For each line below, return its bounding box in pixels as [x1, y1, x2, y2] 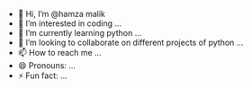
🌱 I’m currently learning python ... [17, 28, 142, 38]
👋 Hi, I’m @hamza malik [17, 9, 106, 19]
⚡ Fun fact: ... [17, 70, 67, 81]
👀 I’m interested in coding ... [17, 18, 122, 29]
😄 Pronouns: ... [17, 60, 76, 71]
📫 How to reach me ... [17, 48, 102, 57]
